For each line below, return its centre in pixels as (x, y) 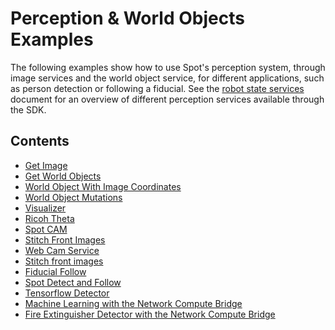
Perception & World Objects (127, 18)
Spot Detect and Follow (73, 282)
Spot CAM (46, 229)
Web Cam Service (62, 250)
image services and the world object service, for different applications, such (167, 78)
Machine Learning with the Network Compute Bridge (133, 303)
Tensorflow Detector (67, 293)
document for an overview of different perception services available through (167, 99)
